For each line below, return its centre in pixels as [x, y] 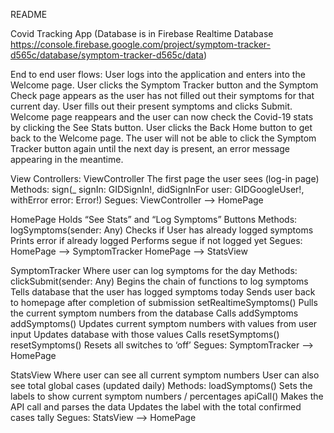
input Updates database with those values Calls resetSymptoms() [145, 334]
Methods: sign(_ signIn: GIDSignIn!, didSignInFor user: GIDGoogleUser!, [157, 189]
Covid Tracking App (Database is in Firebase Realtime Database [142, 33]
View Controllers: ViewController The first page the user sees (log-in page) [165, 178]
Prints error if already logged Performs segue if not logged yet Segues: [156, 240]
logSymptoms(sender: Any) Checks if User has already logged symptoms [162, 230]
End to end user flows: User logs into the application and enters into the [158, 74]
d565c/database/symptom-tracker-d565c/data [107, 55]
